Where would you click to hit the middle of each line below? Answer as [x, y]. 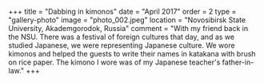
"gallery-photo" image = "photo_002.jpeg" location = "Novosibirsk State [127, 20]
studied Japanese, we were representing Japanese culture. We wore [122, 45]
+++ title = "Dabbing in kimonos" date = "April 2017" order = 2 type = [122, 12]
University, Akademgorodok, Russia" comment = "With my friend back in [128, 28]
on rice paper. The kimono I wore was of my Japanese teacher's [114, 62]
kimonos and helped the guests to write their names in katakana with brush [132, 54]
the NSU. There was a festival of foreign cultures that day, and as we [121, 37]
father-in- [238, 62]
